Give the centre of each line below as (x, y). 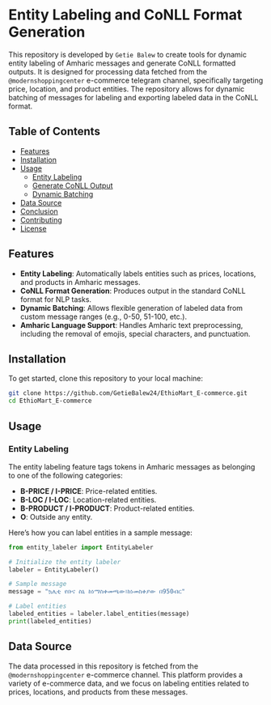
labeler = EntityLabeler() (54, 569)
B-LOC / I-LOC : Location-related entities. (88, 499)
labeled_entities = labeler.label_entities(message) (99, 614)
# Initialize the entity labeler (65, 562)
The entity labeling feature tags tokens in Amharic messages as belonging (132, 466)
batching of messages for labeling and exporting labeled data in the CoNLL (133, 97)
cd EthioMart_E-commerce (50, 401)
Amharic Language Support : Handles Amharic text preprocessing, (131, 325)
